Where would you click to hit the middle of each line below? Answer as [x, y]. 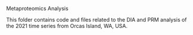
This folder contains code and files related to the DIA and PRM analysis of [96, 20]
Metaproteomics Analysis [37, 8]
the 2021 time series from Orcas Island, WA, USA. [67, 26]
